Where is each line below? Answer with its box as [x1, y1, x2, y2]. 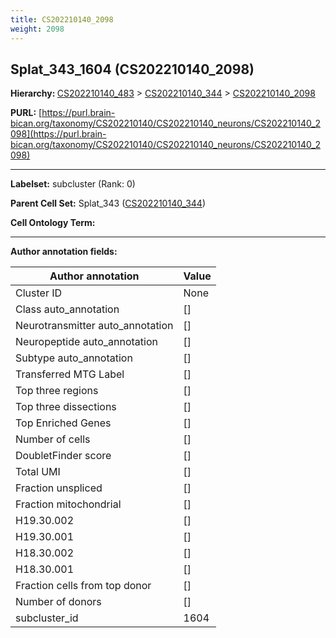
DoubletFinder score [15, 449, 112, 463]
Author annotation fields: [10, 246, 118, 258]
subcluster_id [15, 611, 79, 625]
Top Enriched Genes [15, 416, 112, 430]
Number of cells [15, 432, 91, 446]
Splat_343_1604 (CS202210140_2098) [10, 61, 255, 78]
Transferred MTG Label [15, 367, 125, 381]
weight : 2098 [10, 24, 65, 34]
